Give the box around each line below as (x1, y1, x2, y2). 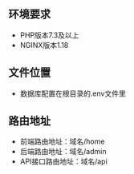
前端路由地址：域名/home (19, 136, 105, 146)
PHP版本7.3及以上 (19, 30, 79, 40)
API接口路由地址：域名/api (19, 156, 108, 166)
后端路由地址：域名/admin (19, 147, 107, 156)
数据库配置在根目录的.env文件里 (19, 89, 126, 98)
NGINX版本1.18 (19, 40, 69, 49)
